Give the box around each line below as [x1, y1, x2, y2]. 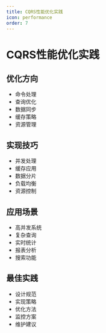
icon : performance [6, 14, 52, 20]
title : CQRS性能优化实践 [6, 8, 63, 15]
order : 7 [6, 20, 28, 26]
